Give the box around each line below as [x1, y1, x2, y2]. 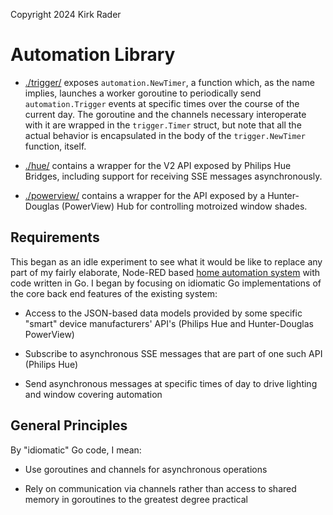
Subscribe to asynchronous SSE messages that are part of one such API [24, 347, 323, 359]
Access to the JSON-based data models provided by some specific [24, 307, 303, 319]
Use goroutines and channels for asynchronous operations [24, 463, 268, 475]
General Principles [10, 417, 128, 434]
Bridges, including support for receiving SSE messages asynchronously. [24, 170, 323, 182]
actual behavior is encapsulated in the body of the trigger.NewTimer [24, 129, 306, 141]
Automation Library [10, 44, 176, 66]
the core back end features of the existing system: [10, 287, 218, 299]
